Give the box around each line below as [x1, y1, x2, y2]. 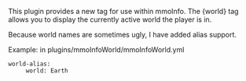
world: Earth [25, 67, 68, 75]
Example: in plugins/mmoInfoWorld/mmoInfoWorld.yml [8, 45, 185, 54]
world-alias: [8, 60, 51, 68]
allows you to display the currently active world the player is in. [8, 15, 212, 24]
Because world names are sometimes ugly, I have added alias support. [8, 30, 237, 39]
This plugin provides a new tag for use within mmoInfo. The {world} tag [8, 7, 239, 16]
